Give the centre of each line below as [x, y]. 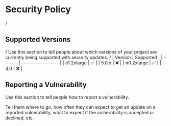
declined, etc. [20, 118]
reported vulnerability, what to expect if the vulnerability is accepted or [80, 112]
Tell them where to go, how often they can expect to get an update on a [80, 107]
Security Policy [38, 9]
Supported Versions [38, 40]
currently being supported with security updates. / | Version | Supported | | [84, 57]
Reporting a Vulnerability [46, 85]
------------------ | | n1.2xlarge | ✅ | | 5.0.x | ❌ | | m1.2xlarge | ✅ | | [92, 63]
